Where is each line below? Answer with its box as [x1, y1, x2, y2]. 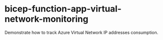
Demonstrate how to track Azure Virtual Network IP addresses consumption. [4, 29, 159, 35]
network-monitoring [4, 13, 89, 25]
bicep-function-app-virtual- [4, 3, 122, 14]
